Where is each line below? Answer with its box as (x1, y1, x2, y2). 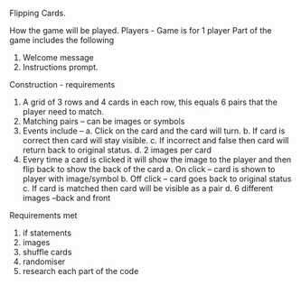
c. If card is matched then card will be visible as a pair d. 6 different (22, 183, 274, 193)
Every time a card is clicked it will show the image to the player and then (22, 154, 292, 165)
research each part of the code (22, 266, 139, 276)
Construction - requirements (9, 79, 116, 89)
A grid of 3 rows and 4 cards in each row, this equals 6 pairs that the (22, 97, 278, 107)
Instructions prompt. (22, 62, 99, 72)
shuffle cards (22, 247, 72, 257)
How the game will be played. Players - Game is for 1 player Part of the (9, 25, 272, 35)
